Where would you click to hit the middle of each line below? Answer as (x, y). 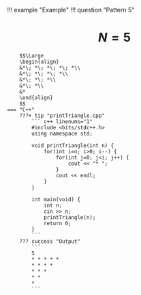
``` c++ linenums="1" (62, 121)
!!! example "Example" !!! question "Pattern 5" (71, 10)
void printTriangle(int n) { (73, 145)
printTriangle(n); (69, 217)
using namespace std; (62, 133)
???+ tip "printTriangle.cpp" (62, 116)
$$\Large (32, 55)
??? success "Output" (50, 241)
